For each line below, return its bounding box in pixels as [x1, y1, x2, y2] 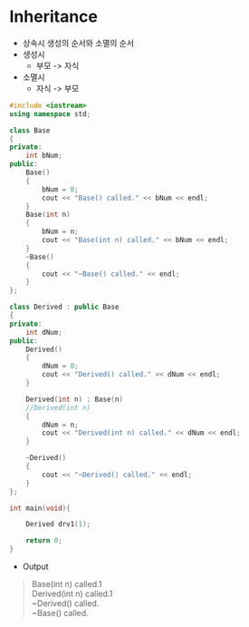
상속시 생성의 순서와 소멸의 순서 [22, 37, 134, 48]
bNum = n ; [42, 227, 79, 237]
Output [22, 561, 49, 573]
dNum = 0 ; [42, 361, 79, 371]
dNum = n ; [42, 420, 79, 429]
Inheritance [9, 6, 98, 27]
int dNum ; [25, 328, 63, 337]
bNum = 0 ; [42, 184, 79, 194]
